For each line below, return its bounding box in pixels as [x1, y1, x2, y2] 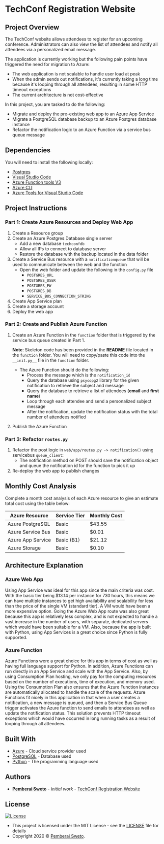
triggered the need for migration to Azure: [5, 62, 90, 67]
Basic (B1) [55, 536, 80, 543]
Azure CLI [12, 184, 33, 190]
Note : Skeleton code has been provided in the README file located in [12, 346, 154, 353]
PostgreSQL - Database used [12, 753, 72, 759]
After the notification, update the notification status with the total [27, 408, 158, 414]
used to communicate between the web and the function [12, 261, 127, 267]
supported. [5, 634, 27, 640]
